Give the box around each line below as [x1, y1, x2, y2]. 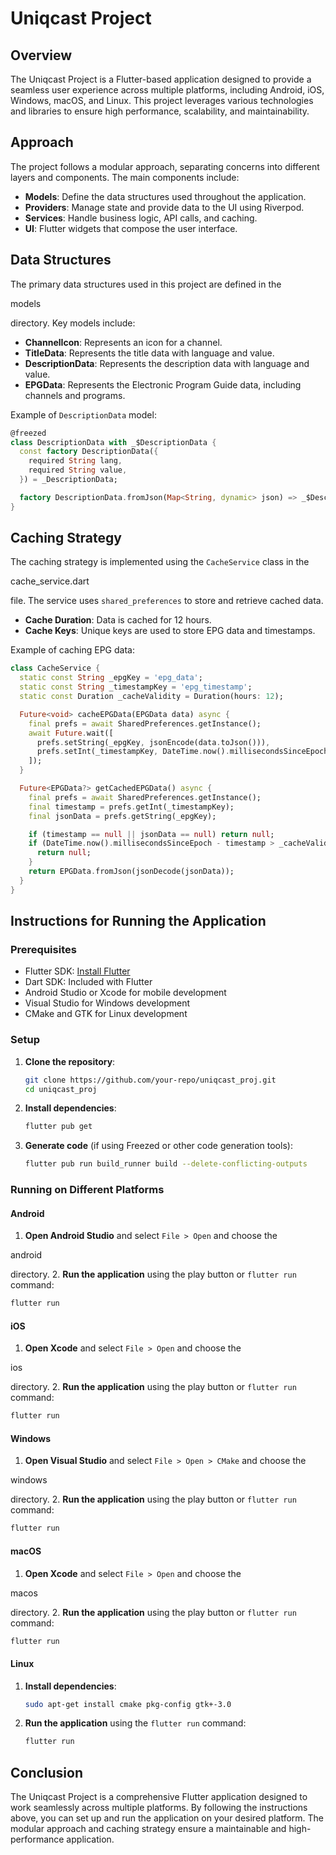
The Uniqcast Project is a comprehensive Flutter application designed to [10, 1791, 308, 1803]
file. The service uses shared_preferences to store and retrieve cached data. [10, 595, 324, 607]
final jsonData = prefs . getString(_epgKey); [28, 811, 217, 821]
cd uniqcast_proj [24, 1084, 98, 1094]
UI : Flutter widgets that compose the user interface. [24, 222, 238, 234]
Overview [10, 47, 73, 64]
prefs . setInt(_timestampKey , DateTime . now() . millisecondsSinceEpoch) [36, 747, 333, 757]
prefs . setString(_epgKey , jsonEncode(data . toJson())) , [36, 737, 271, 747]
